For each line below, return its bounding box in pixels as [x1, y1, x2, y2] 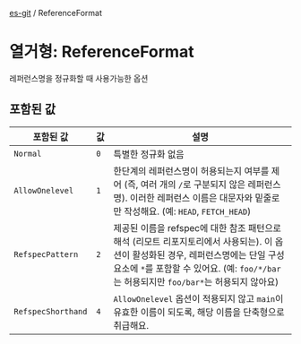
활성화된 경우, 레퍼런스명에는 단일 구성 [132, 248, 285, 261]
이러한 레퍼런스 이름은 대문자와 [129, 192, 254, 204]
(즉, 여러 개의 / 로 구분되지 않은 [124, 178, 246, 191]
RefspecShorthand [13, 306, 88, 316]
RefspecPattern [13, 249, 79, 259]
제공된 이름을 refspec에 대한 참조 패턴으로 [113, 221, 282, 234]
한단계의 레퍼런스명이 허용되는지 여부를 [113, 165, 270, 177]
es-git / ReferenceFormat [9, 8, 103, 18]
